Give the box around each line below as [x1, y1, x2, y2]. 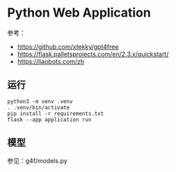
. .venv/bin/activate [7, 104, 70, 111]
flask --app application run [7, 116, 92, 123]
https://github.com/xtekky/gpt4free [17, 42, 119, 51]
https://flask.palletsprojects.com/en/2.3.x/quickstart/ [17, 50, 169, 58]
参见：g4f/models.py [7, 156, 67, 164]
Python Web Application [7, 5, 151, 21]
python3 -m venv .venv [7, 98, 73, 105]
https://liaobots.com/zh [17, 57, 85, 65]
